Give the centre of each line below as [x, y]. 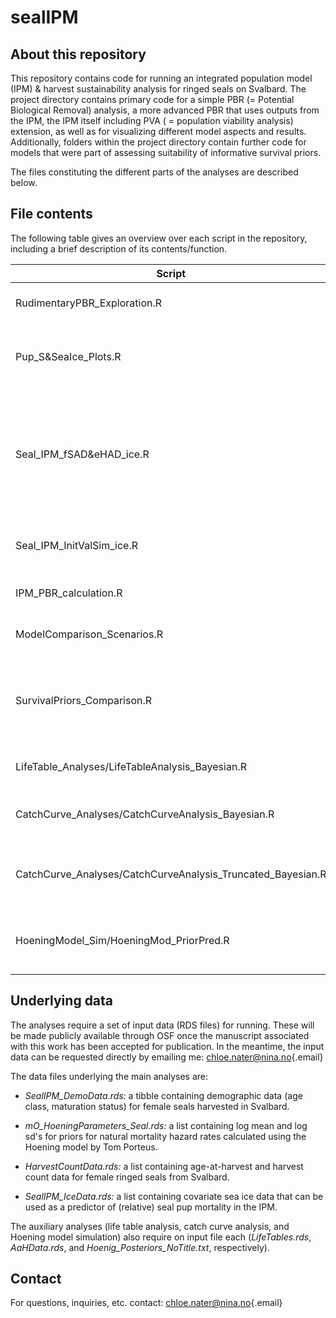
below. [24, 182]
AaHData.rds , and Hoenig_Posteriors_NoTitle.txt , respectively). [140, 1247]
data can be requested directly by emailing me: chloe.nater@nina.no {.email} [167, 1057]
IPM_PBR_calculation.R [69, 593]
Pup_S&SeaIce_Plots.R [68, 356]
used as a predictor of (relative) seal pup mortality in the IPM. [151, 1207]
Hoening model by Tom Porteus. [91, 1147]
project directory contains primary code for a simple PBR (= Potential [152, 99]
